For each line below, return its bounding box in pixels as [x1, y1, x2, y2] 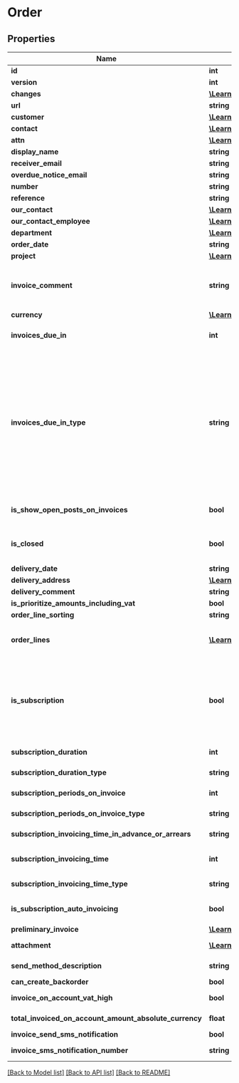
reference [11, 193, 45, 203]
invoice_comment [11, 281, 73, 290]
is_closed [11, 539, 44, 549]
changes [11, 89, 41, 98]
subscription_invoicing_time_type [11, 879, 128, 888]
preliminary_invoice [11, 924, 80, 934]
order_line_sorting [11, 610, 75, 620]
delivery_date [11, 564, 58, 574]
